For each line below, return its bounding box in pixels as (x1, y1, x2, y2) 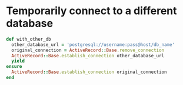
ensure (6, 64, 22, 70)
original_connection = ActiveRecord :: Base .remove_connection (11, 47, 165, 53)
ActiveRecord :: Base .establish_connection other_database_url (11, 53, 165, 58)
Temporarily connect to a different (6, 4, 178, 18)
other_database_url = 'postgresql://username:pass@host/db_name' (11, 41, 175, 48)
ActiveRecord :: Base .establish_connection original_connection (11, 69, 167, 75)
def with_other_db (6, 36, 51, 42)
